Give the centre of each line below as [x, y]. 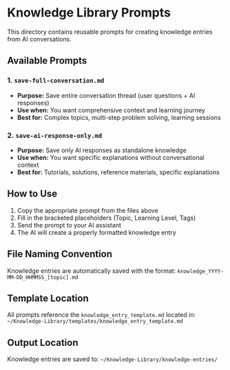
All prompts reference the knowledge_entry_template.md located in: [102, 315]
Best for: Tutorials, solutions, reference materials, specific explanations [118, 172]
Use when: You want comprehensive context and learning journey [111, 110]
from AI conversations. [39, 39]
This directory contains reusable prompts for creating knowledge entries [110, 32]
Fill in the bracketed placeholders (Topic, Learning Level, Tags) [106, 218]
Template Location [48, 298]
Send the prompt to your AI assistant [69, 225]
